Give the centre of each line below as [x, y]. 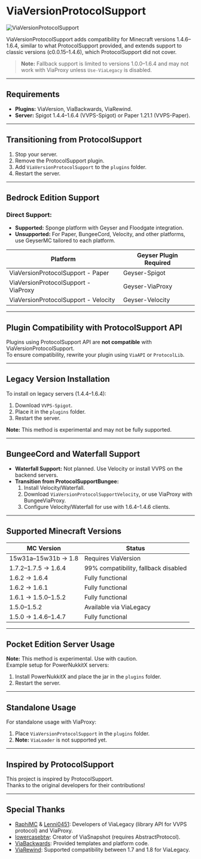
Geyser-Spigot [144, 273]
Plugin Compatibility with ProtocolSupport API [94, 328]
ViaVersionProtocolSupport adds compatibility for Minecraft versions [91, 39]
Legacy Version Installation [58, 379]
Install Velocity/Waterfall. [54, 487]
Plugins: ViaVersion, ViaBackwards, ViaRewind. [74, 108]
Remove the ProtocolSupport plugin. [60, 161]
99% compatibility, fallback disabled [135, 568]
